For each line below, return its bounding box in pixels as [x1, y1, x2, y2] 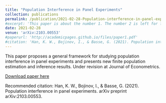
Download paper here [5, 73, 49, 79]
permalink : [5, 16, 28, 21]
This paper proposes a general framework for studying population [5, 53, 140, 59]
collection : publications [5, 12, 58, 17]
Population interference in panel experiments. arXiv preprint [5, 88, 127, 94]
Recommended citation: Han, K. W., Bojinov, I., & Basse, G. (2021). [5, 83, 139, 89]
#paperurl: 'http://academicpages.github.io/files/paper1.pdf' [5, 35, 138, 40]
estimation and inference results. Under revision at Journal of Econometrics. [5, 63, 161, 69]
